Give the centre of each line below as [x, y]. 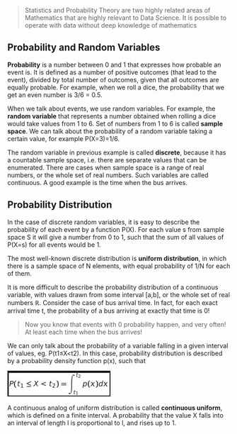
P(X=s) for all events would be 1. [54, 245]
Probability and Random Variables [84, 48]
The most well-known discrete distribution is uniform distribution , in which [117, 258]
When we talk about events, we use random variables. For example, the [111, 108]
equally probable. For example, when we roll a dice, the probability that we [116, 87]
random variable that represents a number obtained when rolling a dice [112, 116]
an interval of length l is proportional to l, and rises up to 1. [92, 423]
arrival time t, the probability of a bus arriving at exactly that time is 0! [109, 311]
